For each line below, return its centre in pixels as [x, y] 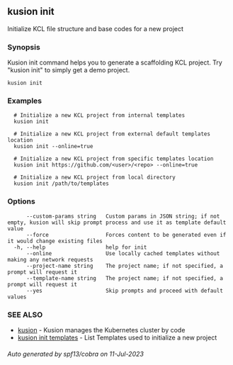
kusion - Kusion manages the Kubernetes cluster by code [101, 330]
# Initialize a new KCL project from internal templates [100, 116]
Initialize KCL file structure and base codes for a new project [96, 28]
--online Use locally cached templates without [123, 253]
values [17, 297]
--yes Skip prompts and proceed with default [124, 291]
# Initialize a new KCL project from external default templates [112, 134]
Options [21, 201]
